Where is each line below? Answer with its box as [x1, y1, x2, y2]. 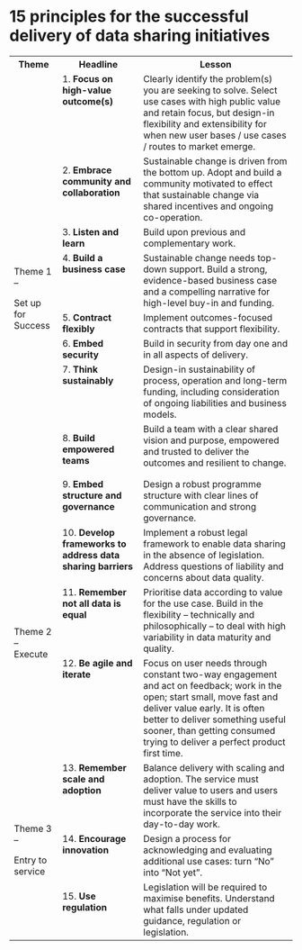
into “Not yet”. [143, 866, 203, 879]
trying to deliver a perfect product [143, 736, 286, 748]
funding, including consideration [143, 385, 280, 398]
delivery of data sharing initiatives [9, 25, 271, 46]
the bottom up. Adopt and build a [143, 166, 282, 178]
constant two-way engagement [143, 668, 278, 681]
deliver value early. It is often [143, 701, 265, 714]
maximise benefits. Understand [143, 891, 276, 904]
